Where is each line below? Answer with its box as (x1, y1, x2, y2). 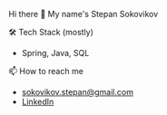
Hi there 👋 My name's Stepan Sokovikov (8, 9, 159, 19)
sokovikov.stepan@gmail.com (21, 87, 133, 97)
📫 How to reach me (8, 66, 83, 76)
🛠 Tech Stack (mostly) (8, 27, 94, 37)
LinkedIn (21, 96, 54, 107)
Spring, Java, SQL (21, 48, 90, 58)
